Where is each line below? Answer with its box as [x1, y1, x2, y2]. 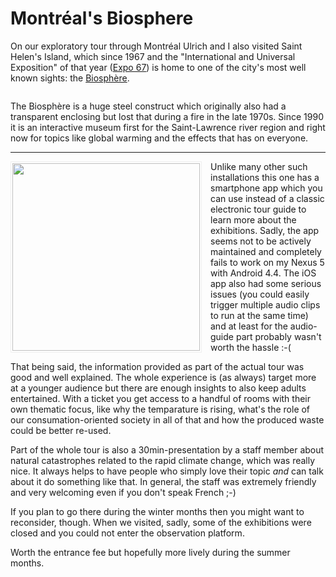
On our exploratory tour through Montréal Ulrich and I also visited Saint [10, 40, 303, 52]
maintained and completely [210, 245, 322, 257]
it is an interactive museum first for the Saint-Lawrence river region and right [10, 121, 326, 133]
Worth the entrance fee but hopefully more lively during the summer [10, 546, 291, 558]
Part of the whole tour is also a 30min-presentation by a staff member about [10, 443, 325, 456]
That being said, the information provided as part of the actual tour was [10, 360, 305, 372]
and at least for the [210, 320, 288, 332]
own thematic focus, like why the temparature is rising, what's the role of [10, 403, 311, 415]
